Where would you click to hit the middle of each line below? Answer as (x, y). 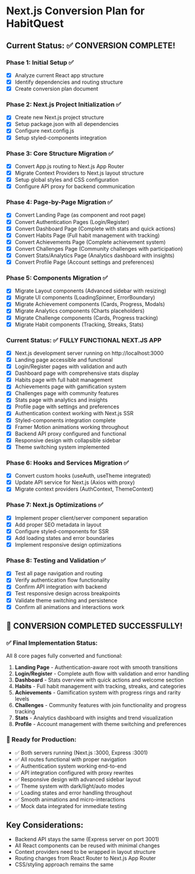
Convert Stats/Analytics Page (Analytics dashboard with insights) (95, 255)
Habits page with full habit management (64, 380)
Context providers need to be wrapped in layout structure (85, 852)
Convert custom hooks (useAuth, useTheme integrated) (83, 476)
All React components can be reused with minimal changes (87, 845)
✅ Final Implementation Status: (52, 643)
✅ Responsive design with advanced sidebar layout (78, 779)
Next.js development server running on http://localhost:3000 (89, 353)
